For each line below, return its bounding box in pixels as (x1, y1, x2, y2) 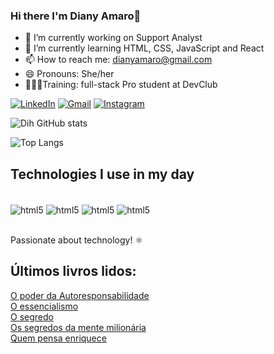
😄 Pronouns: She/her (24, 68, 115, 80)
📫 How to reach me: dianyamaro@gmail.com (24, 54, 213, 66)
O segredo (10, 310, 54, 323)
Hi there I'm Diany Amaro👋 (10, 9, 142, 23)
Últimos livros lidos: (10, 263, 137, 280)
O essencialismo (10, 300, 79, 312)
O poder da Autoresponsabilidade (10, 289, 150, 301)
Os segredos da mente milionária (10, 321, 147, 333)
